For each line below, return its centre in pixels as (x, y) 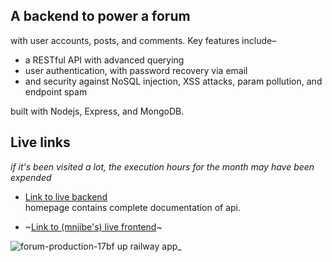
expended (31, 177)
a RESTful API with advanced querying (104, 60)
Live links (40, 142)
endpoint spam (56, 91)
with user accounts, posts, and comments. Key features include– (143, 40)
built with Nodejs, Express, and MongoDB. (97, 111)
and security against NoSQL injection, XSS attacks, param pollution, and (173, 81)
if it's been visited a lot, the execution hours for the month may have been (162, 166)
